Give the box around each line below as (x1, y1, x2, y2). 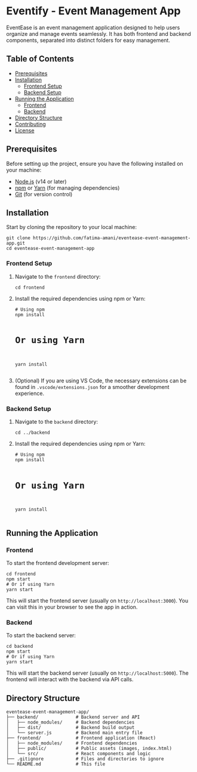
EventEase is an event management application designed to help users (6, 24, 180, 31)
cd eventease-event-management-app (6, 246, 95, 252)
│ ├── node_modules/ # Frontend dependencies (6, 740, 137, 746)
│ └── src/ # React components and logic (6, 751, 151, 757)
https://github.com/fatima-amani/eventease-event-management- (32, 235, 191, 241)
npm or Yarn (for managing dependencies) (14, 184, 120, 192)
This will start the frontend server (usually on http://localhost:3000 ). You (6, 597, 189, 604)
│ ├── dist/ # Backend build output (6, 725, 135, 731)
